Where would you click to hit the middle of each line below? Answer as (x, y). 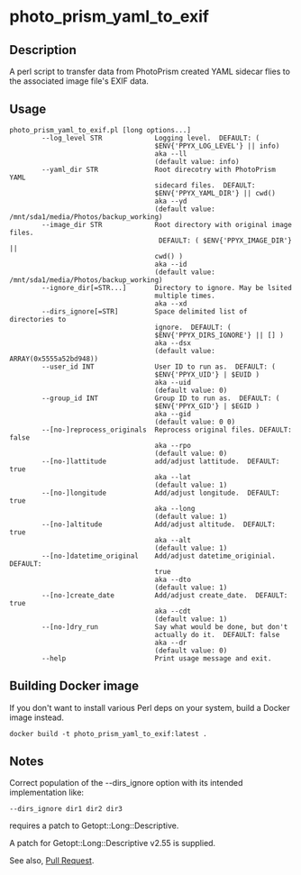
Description (43, 50)
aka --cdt (173, 611)
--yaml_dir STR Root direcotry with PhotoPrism (159, 169)
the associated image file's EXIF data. (79, 81)
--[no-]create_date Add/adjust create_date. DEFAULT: (165, 595)
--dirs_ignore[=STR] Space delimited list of (145, 311)
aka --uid (173, 382)
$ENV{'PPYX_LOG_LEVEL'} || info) (217, 146)
